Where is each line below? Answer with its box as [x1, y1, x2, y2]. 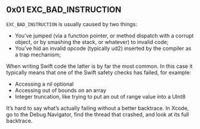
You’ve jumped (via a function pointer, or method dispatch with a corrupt [14, 32, 194, 39]
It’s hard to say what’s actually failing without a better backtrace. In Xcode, [6, 104, 189, 112]
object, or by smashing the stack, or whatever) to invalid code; [14, 38, 169, 45]
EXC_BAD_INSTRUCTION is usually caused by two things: [6, 20, 137, 27]
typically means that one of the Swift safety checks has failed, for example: [6, 68, 192, 76]
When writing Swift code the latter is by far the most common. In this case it [6, 62, 193, 70]
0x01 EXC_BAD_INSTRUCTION [6, 5, 122, 15]
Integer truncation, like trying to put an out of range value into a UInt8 [14, 93, 186, 100]
